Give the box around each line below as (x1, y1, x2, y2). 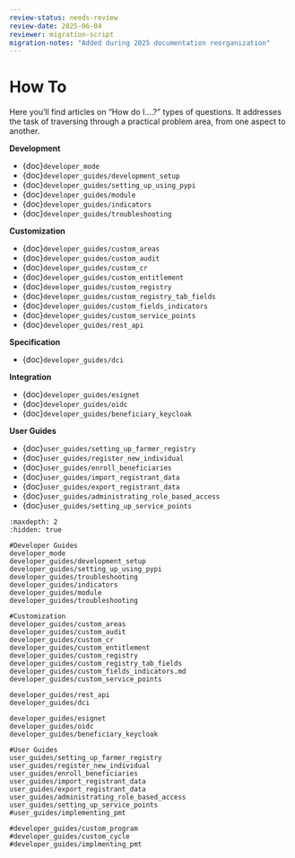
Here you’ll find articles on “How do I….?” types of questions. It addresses (9, 107, 282, 118)
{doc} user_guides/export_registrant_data (22, 482, 180, 492)
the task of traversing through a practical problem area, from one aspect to (9, 116, 286, 127)
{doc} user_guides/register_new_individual (22, 453, 184, 464)
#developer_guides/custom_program (9, 824, 139, 834)
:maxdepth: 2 (9, 517, 58, 526)
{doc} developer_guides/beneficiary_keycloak (22, 408, 193, 419)
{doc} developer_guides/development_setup (22, 170, 180, 181)
